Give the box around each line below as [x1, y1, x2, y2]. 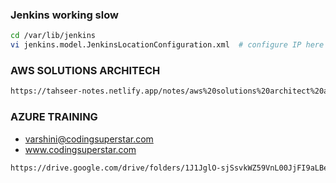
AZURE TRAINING [10, 110, 98, 124]
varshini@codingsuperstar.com [24, 133, 154, 145]
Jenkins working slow [10, 8, 119, 22]
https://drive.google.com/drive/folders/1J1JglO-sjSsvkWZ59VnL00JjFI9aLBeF [10, 163, 333, 173]
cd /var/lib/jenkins [10, 31, 97, 41]
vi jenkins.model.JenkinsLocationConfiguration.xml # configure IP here [10, 40, 325, 50]
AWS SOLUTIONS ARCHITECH [10, 63, 161, 77]
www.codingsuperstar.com [24, 143, 137, 155]
